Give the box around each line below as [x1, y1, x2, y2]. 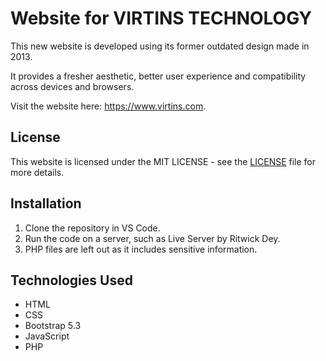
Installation [10, 195, 82, 212]
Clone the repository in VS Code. [24, 222, 161, 234]
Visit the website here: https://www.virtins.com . [10, 100, 207, 112]
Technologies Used [10, 272, 133, 289]
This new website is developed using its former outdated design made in [10, 40, 310, 52]
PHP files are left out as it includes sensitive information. [24, 243, 258, 255]
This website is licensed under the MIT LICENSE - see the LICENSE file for [10, 155, 317, 167]
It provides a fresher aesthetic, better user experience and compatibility [10, 70, 307, 82]
